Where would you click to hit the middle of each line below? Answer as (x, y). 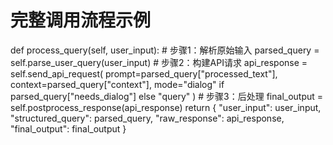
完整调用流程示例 (81, 20)
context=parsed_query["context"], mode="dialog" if (117, 84)
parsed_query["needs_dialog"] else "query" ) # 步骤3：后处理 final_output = (167, 96)
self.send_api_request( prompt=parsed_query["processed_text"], (144, 73)
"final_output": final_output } (68, 128)
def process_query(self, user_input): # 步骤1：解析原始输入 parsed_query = (165, 50)
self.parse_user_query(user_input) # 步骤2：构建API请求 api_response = (159, 62)
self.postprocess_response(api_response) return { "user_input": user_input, (166, 107)
